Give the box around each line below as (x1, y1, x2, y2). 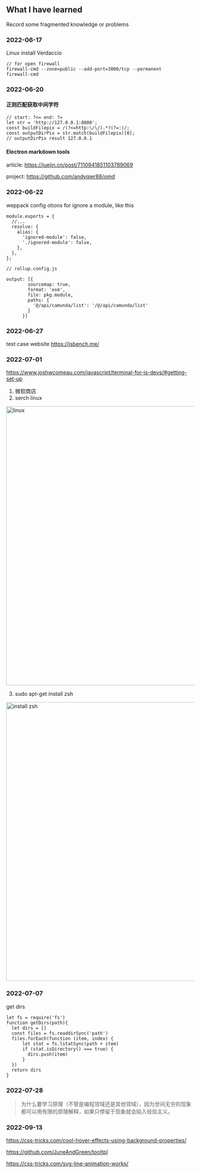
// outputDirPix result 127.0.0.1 (6, 135, 93, 141)
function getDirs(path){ (6, 1020, 68, 1026)
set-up (6, 375, 23, 382)
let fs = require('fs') (6, 1014, 66, 1021)
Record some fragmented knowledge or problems (6, 20, 129, 28)
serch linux (14, 394, 42, 402)
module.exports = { (6, 213, 55, 219)
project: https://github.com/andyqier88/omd (6, 173, 115, 180)
